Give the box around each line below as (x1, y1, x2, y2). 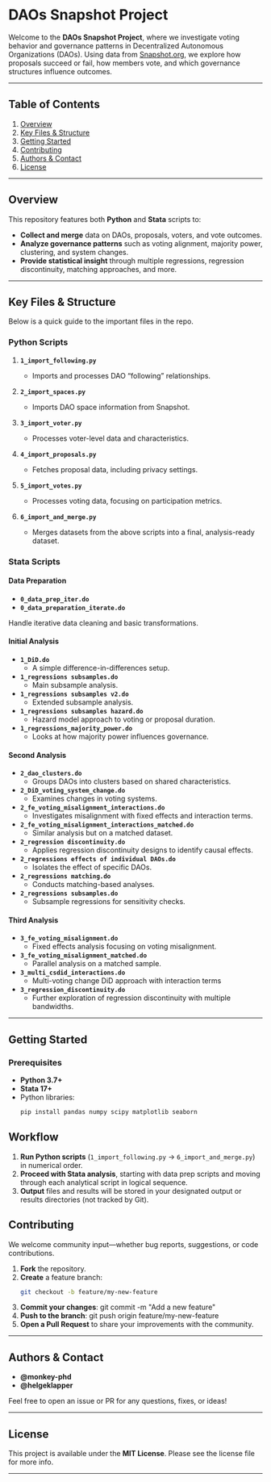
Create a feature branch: (19, 1272, 103, 1282)
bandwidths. (31, 1002, 74, 1011)
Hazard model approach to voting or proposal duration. (31, 714, 215, 724)
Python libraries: (19, 1092, 75, 1103)
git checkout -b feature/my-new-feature (19, 1287, 158, 1296)
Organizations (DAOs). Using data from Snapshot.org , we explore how (8, 49, 241, 59)
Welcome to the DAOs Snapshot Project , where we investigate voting (8, 32, 240, 42)
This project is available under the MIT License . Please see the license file (8, 1449, 256, 1459)
